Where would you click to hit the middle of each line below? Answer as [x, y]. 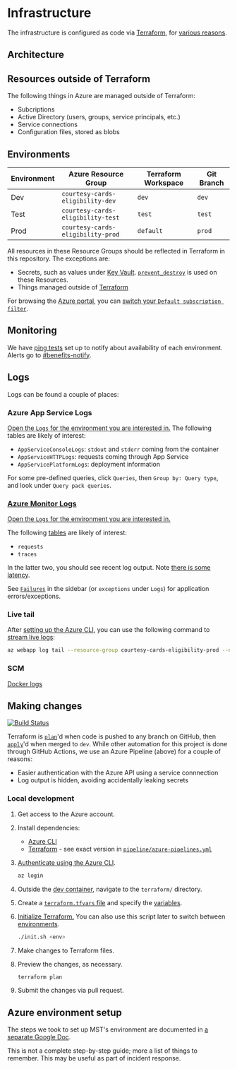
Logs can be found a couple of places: [63, 394]
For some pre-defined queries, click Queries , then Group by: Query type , [113, 477]
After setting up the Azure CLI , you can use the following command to [109, 630]
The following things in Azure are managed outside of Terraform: [102, 96]
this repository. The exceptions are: [59, 258]
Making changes [45, 706]
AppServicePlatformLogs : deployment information [89, 464]
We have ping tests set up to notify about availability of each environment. [115, 347]
